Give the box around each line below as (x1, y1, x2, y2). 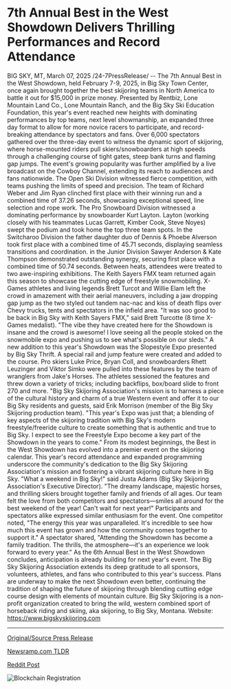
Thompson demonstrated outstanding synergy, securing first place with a (7, 254, 215, 263)
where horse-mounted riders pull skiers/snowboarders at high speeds (7, 145, 206, 153)
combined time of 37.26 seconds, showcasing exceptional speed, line (7, 196, 204, 204)
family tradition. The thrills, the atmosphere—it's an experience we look (7, 540, 210, 549)
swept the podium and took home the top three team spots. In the (7, 226, 193, 234)
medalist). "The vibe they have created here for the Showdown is (28, 321, 213, 329)
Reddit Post (7, 660, 40, 668)
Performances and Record (7, 34, 160, 50)
